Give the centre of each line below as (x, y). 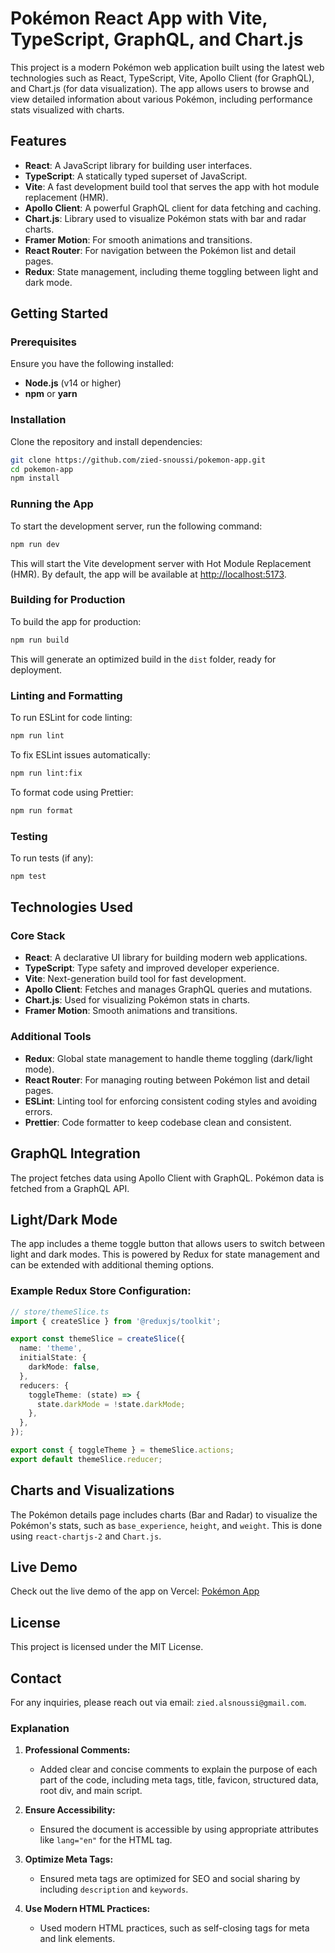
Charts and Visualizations (92, 1490)
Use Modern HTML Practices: (87, 1909)
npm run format (42, 810)
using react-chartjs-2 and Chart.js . (86, 1536)
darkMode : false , (64, 1367)
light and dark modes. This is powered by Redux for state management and (165, 1254)
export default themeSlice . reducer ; (86, 1459)
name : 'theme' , (51, 1348)
